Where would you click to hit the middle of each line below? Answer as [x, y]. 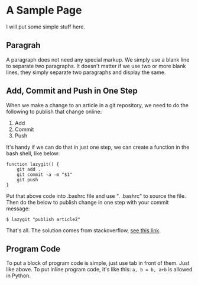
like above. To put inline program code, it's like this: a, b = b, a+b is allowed [99, 270]
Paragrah [23, 45]
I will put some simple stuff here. [46, 27]
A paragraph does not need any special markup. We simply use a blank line [98, 59]
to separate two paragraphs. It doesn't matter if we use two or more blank [96, 66]
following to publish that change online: [54, 111]
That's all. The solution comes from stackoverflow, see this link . [84, 230]
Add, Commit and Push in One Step [72, 91]
